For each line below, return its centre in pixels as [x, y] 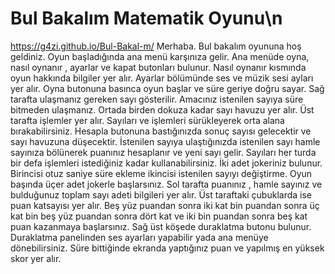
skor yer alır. [36, 258]
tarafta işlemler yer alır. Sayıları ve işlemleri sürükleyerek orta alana [147, 120]
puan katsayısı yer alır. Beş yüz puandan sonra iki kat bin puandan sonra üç [165, 205]
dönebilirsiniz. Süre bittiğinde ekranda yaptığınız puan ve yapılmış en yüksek [167, 248]
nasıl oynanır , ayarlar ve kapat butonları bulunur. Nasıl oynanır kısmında [158, 67]
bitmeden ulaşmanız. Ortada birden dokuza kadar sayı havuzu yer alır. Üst [162, 109]
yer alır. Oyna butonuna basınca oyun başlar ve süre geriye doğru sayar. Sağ [167, 88]
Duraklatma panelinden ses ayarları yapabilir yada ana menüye [139, 237]
